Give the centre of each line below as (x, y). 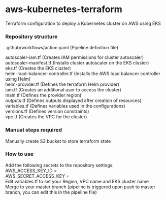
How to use (20, 154)
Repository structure (31, 37)
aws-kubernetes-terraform (64, 9)
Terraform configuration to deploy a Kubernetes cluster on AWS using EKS (83, 23)
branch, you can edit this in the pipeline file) (51, 192)
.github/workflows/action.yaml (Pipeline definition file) (62, 48)
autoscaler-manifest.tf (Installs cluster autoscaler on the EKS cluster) (77, 63)
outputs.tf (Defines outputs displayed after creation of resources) (73, 101)
